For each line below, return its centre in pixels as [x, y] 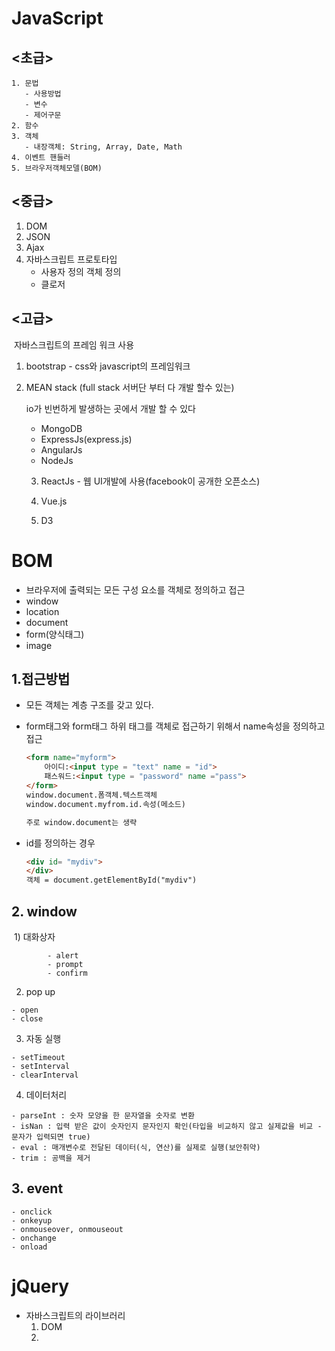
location [42, 611]
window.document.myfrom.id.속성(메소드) [105, 804]
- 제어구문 [43, 115]
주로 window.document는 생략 [81, 822]
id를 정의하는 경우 [60, 843]
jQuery [40, 1286]
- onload [29, 1247]
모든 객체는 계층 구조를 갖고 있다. [89, 705]
